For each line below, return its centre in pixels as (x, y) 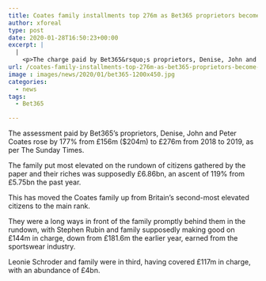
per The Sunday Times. (46, 150)
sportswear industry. (42, 247)
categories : (28, 82)
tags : (17, 97)
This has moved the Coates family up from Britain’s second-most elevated (129, 198)
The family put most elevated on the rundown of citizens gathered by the (127, 165)
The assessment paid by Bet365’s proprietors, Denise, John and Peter (123, 133)
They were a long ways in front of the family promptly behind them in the (127, 222)
